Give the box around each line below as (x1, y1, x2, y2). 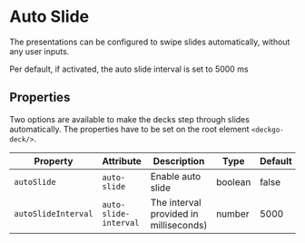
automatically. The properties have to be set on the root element (9, 123, 250, 134)
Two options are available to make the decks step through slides (9, 113, 250, 124)
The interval (150, 196, 202, 209)
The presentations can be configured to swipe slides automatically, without (9, 36, 290, 47)
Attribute (102, 154, 143, 167)
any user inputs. (9, 45, 70, 56)
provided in (150, 207, 199, 219)
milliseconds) (150, 219, 208, 231)
